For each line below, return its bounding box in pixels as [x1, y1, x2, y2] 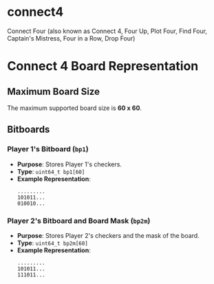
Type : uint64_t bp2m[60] [17, 239, 88, 247]
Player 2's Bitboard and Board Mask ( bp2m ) [7, 216, 151, 226]
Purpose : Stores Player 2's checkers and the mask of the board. [17, 231, 200, 239]
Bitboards [7, 124, 50, 135]
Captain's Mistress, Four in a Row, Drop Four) [7, 34, 136, 42]
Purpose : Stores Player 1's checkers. [17, 160, 122, 168]
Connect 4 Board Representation [7, 58, 199, 74]
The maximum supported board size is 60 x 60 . [7, 104, 142, 112]
